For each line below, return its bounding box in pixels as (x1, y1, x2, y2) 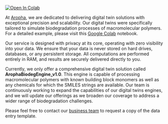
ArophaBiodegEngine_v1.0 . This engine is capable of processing (5, 71, 140, 77)
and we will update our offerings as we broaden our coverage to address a (5, 93, 159, 98)
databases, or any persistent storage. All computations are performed (5, 51, 149, 57)
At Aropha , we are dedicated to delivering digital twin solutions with (5, 15, 145, 20)
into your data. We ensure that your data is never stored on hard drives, (5, 46, 153, 51)
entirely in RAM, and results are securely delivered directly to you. (5, 56, 141, 62)
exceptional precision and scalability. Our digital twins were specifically (5, 20, 152, 26)
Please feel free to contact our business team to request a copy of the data (5, 108, 160, 113)
